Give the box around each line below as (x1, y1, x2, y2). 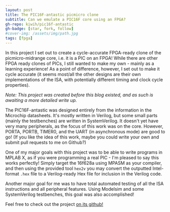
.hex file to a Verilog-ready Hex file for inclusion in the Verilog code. (20, 170, 162, 176)
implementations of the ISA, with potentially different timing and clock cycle (5, 77, 163, 83)
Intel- (152, 165, 164, 171)
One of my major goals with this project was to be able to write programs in (5, 149, 163, 155)
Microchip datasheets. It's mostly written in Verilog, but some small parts (5, 112, 158, 118)
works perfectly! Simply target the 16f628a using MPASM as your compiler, (5, 160, 162, 166)
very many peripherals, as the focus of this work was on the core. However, (5, 123, 163, 129)
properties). (5, 82, 30, 88)
